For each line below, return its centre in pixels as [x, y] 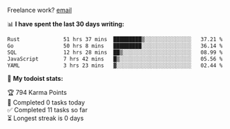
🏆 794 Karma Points [37, 93]
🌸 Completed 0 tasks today [46, 103]
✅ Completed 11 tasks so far [47, 110]
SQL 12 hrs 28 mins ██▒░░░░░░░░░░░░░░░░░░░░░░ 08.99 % [115, 52]
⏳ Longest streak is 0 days [46, 119]
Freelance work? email [39, 10]
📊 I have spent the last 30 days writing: [66, 24]
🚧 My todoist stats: [35, 79]
